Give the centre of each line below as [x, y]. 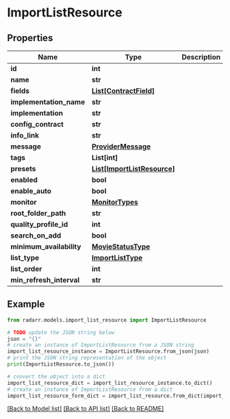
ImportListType [117, 258]
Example [26, 304]
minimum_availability [46, 246]
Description [201, 57]
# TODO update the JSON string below [61, 332]
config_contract [37, 124]
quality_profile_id [39, 224]
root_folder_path [38, 213]
